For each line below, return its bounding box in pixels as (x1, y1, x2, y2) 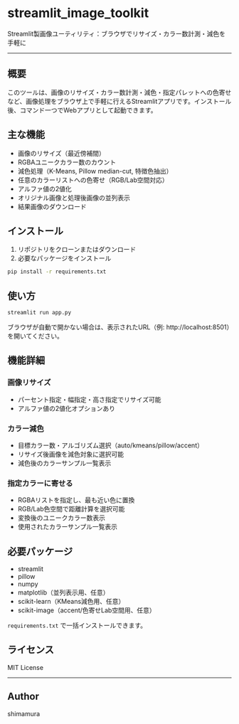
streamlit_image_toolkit (7, 5, 149, 21)
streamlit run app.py (7, 309, 72, 316)
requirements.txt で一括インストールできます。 (7, 621, 147, 630)
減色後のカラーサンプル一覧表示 (17, 459, 112, 467)
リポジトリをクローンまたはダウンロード (17, 245, 137, 254)
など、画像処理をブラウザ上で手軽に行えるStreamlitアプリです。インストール (7, 97, 232, 105)
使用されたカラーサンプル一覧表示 (17, 523, 118, 531)
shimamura (7, 709, 41, 718)
